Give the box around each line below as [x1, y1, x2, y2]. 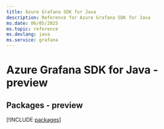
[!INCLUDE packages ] [6, 116, 61, 123]
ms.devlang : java [6, 31, 50, 38]
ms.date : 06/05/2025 [6, 20, 59, 26]
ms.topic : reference [6, 25, 59, 32]
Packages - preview [6, 100, 83, 110]
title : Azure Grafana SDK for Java [6, 8, 97, 15]
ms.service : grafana [6, 37, 59, 43]
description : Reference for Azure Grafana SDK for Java [6, 15, 151, 21]
